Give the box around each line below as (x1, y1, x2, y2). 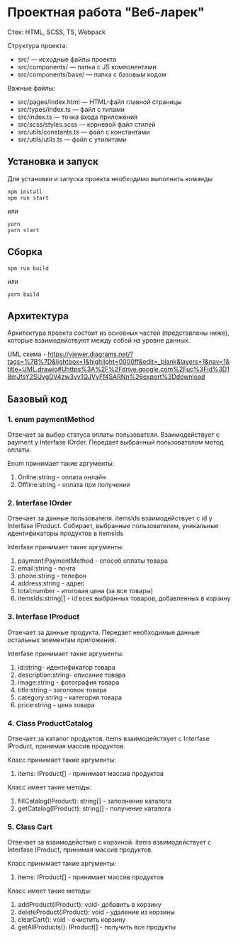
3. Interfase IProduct (7, 612, 80, 622)
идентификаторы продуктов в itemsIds (7, 529, 124, 538)
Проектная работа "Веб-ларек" (7, 4, 205, 21)
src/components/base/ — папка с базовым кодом (17, 70, 166, 79)
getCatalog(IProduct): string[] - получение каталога (17, 804, 171, 813)
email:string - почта (17, 564, 76, 573)
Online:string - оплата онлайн (17, 473, 106, 481)
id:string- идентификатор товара (17, 663, 115, 671)
